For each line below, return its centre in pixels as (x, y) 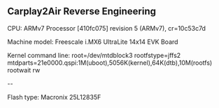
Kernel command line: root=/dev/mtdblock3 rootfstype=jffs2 (94, 55)
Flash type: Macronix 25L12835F (54, 97)
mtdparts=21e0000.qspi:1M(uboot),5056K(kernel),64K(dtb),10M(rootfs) (110, 63)
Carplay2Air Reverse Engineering (82, 11)
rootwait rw (24, 70)
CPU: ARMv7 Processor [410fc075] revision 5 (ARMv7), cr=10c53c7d (107, 28)
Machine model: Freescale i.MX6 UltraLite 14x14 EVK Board (93, 42)
